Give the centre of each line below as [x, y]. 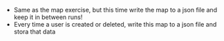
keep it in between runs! [48, 17]
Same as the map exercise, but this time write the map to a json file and [115, 10]
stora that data [35, 31]
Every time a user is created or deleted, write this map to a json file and [115, 24]
